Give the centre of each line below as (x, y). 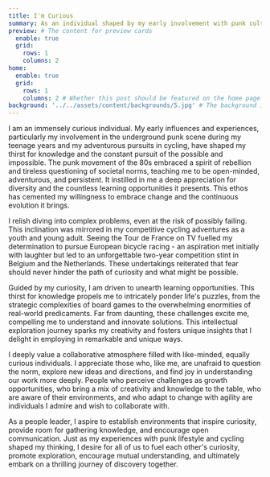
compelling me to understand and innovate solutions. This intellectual (123, 322)
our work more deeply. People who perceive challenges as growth (118, 380)
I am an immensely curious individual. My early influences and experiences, (134, 129)
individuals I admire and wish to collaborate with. (89, 406)
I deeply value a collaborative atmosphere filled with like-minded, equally (129, 355)
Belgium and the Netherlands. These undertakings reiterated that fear (123, 264)
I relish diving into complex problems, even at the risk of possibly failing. (128, 221)
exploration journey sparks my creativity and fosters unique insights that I (130, 331)
